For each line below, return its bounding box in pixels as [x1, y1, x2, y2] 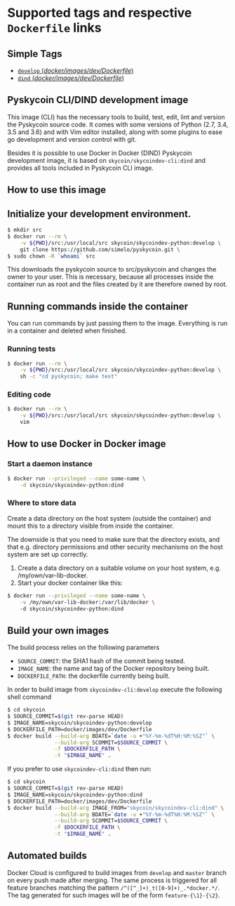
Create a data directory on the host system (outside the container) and [7, 514, 212, 522]
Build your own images [7, 625, 109, 637]
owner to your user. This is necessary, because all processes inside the [7, 272, 214, 281]
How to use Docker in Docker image [7, 438, 166, 450]
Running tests [7, 344, 56, 354]
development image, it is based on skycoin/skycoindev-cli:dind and [7, 156, 206, 164]
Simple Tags [7, 48, 62, 60]
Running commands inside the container [7, 300, 189, 312]
